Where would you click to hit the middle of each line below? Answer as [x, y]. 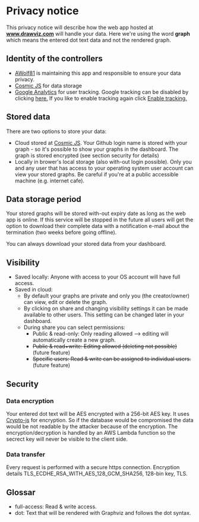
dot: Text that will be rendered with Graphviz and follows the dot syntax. [103, 512]
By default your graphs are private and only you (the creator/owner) [107, 296]
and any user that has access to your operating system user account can [104, 168]
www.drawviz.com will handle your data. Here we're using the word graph [98, 33]
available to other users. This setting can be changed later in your [104, 315]
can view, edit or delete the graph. [65, 302]
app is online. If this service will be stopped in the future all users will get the [100, 220]
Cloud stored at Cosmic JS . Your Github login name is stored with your [101, 143]
